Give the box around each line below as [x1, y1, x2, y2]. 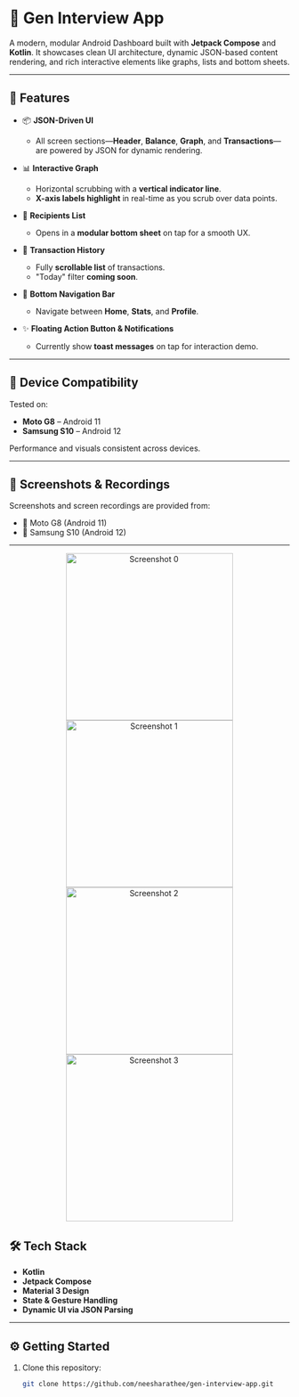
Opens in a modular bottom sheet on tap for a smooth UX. [35, 227, 251, 238]
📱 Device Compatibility [9, 375, 139, 390]
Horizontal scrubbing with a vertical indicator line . [35, 183, 222, 194]
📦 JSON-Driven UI [21, 115, 93, 126]
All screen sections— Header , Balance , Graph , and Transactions [35, 135, 274, 146]
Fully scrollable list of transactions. [35, 262, 166, 273]
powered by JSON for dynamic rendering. [49, 144, 203, 155]
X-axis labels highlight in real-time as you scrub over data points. [35, 192, 278, 203]
